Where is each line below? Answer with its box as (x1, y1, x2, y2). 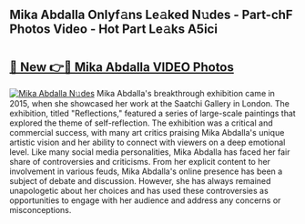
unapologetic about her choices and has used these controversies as (9, 186, 269, 196)
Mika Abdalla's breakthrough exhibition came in (97, 88, 276, 98)
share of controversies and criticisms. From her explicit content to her (9, 157, 271, 167)
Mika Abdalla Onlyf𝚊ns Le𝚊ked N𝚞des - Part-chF (9, 7, 293, 23)
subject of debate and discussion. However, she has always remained (9, 176, 271, 186)
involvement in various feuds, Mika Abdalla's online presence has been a (9, 166, 283, 177)
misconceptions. (9, 205, 72, 215)
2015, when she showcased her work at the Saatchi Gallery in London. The (9, 98, 290, 108)
